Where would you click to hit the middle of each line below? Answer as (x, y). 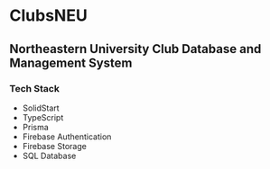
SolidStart (41, 108)
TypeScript (43, 117)
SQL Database (49, 156)
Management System (71, 62)
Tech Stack (35, 88)
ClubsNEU (48, 16)
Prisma (36, 127)
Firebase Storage (55, 146)
